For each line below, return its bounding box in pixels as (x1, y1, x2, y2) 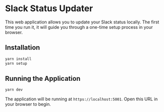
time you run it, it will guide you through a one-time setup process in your (5, 24, 153, 30)
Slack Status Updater (5, 3, 93, 14)
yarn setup (5, 61, 27, 66)
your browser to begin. (5, 101, 51, 107)
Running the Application (5, 74, 81, 83)
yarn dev (5, 87, 23, 93)
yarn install (5, 56, 32, 61)
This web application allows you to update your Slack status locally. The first (5, 19, 160, 25)
